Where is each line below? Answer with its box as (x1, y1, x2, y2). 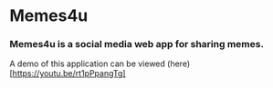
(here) (167, 58, 190, 69)
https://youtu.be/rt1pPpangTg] (12, 68, 126, 79)
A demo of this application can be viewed (9, 58, 166, 69)
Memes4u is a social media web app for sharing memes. (9, 38, 265, 51)
